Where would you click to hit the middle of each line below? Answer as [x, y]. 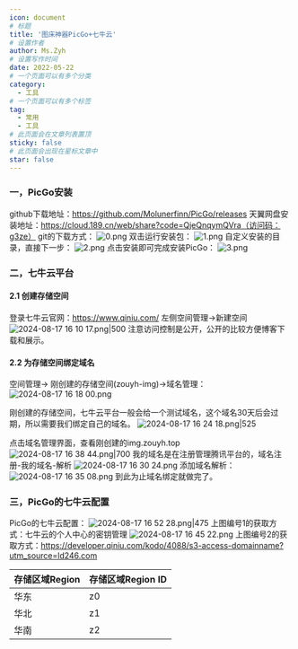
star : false [31, 159]
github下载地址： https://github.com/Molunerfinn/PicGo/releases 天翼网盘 [145, 214]
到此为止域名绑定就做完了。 [167, 477]
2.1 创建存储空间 [39, 296]
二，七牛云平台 [42, 273]
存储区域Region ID [128, 580]
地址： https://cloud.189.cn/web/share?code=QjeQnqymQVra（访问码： [149, 224]
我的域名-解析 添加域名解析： [128, 465]
